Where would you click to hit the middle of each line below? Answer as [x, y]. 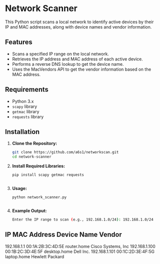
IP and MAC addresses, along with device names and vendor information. [78, 27]
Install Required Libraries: [39, 166]
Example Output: [29, 210]
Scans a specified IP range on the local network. [60, 54]
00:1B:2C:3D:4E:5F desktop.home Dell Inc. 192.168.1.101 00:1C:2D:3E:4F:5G [80, 251]
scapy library [24, 106]
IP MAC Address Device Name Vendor [64, 235]
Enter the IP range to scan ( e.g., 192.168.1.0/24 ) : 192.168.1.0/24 [83, 220]
